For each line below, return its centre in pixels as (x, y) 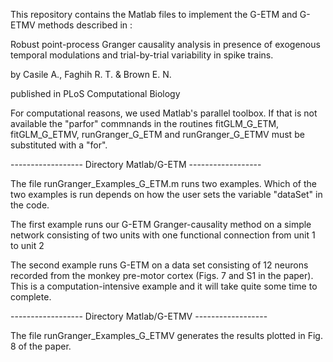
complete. (31, 297)
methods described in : (85, 25)
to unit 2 (27, 245)
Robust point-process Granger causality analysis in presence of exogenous (165, 44)
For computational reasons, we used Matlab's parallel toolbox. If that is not (164, 113)
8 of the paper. (41, 346)
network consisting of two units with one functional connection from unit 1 (163, 235)
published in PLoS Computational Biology (95, 93)
